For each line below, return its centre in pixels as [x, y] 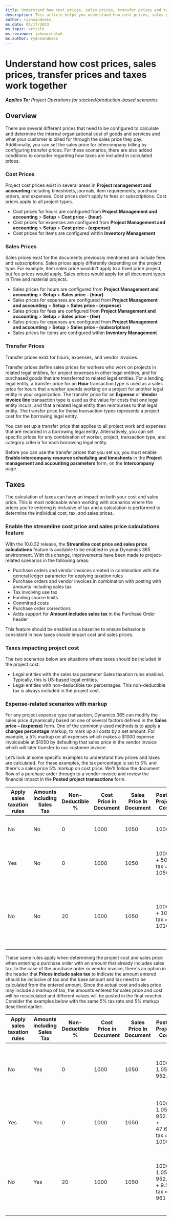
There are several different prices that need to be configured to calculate [82, 128]
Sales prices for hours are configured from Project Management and [85, 289]
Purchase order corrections [42, 608]
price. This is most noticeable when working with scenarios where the [79, 503]
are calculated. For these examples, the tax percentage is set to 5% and [81, 763]
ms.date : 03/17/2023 [27, 24]
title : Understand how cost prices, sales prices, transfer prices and [83, 10]
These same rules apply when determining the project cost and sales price [84, 958]
